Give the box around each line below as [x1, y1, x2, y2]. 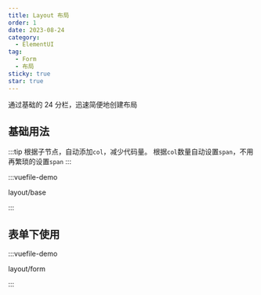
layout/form [8, 264, 45, 274]
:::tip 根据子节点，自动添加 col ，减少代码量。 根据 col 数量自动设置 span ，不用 [8, 147, 254, 157]
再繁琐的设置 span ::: [8, 157, 72, 166]
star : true [8, 77, 44, 85]
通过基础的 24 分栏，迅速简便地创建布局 [8, 100, 138, 109]
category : [8, 33, 41, 42]
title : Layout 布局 [8, 11, 70, 20]
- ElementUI [15, 41, 55, 49]
